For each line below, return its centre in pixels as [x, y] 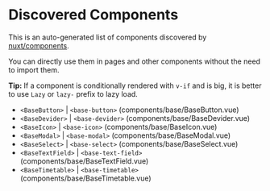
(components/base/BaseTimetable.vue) [85, 178]
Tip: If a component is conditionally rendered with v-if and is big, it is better [135, 85]
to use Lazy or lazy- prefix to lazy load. [73, 93]
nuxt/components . [39, 45]
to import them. [34, 69]
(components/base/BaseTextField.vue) [84, 161]
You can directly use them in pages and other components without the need [134, 61]
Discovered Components [93, 15]
